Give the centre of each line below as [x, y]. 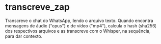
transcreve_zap [38, 7]
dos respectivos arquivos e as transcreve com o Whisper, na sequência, [78, 31]
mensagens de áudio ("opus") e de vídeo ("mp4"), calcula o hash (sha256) [81, 25]
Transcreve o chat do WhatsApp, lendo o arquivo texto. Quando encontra [79, 21]
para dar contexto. [24, 36]
